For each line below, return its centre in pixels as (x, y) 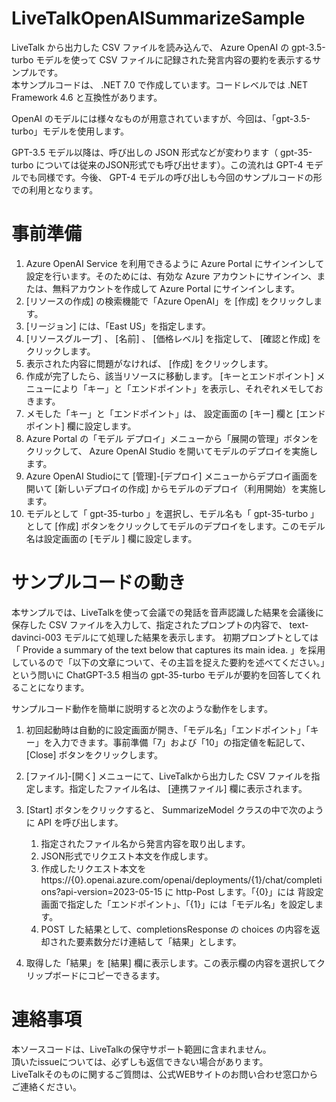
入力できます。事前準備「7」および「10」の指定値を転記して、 (181, 742)
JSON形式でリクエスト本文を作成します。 (127, 856)
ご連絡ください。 (46, 1086)
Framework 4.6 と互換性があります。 (87, 97)
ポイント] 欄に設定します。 (81, 426)
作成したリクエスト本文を (93, 868)
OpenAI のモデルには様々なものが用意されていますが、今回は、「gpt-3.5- (161, 118)
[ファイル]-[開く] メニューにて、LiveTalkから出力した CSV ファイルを (168, 776)
